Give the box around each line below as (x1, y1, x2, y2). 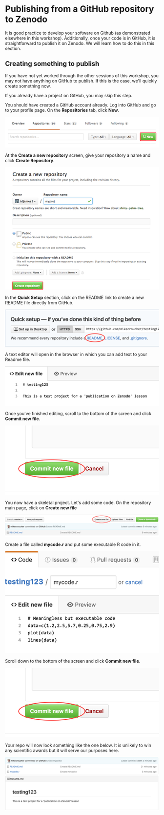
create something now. (5, 83, 51, 89)
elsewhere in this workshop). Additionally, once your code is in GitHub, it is (5, 35, 156, 41)
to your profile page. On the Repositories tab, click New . (5, 107, 120, 113)
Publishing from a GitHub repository (5, 3, 154, 15)
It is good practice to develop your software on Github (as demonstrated (5, 30, 150, 36)
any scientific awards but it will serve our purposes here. (5, 747, 119, 753)
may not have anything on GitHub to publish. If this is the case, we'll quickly (5, 78, 157, 84)
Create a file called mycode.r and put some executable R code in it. (5, 541, 141, 547)
